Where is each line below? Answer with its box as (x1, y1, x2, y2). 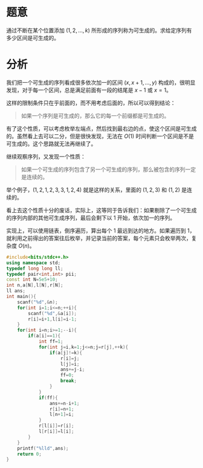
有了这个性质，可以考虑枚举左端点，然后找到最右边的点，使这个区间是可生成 (6, 125, 197, 132)
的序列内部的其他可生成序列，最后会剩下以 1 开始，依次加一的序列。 (6, 214, 176, 221)
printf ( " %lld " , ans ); (17, 445, 69, 451)
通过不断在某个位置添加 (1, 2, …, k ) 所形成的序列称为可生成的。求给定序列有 (6, 27, 192, 34)
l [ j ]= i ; (60, 361, 80, 367)
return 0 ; (17, 451, 42, 457)
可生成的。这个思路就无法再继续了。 (6, 140, 97, 147)
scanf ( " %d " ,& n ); (17, 299, 59, 305)
